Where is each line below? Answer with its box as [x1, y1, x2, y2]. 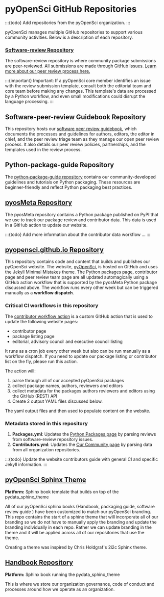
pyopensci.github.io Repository [5, 246, 104, 254]
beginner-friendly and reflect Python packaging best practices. [5, 184, 133, 190]
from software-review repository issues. [12, 437, 94, 442]
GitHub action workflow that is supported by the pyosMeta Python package [5, 280, 158, 286]
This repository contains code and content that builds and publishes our [5, 259, 150, 264]
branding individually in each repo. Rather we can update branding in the [5, 524, 152, 530]
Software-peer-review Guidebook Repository [5, 113, 146, 121]
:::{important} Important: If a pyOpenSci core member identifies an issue [5, 78, 151, 84]
